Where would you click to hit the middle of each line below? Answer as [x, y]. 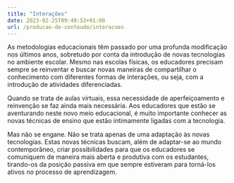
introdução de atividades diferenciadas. [65, 85]
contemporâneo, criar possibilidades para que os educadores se [101, 150]
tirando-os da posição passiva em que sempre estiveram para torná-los [112, 165]
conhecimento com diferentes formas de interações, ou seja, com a [105, 77]
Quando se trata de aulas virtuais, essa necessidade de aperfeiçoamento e [116, 98]
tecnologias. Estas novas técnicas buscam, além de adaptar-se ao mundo [115, 142]
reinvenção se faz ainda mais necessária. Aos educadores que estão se [112, 106]
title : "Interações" [38, 14]
